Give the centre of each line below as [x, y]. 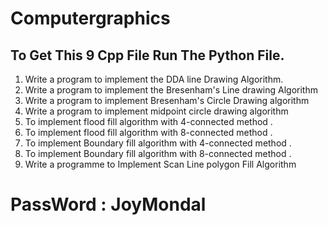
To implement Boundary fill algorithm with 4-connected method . [158, 143]
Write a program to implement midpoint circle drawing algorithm [156, 111]
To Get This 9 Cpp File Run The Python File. [147, 55]
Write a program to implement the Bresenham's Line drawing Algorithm [171, 90]
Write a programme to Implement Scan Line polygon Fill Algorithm [160, 164]
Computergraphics [90, 18]
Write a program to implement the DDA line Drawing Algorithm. [154, 79]
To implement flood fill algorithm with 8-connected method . [148, 132]
